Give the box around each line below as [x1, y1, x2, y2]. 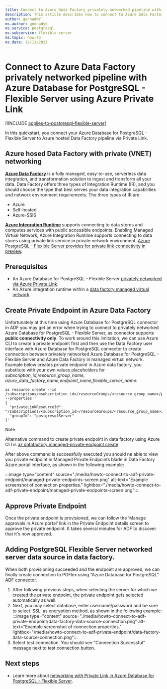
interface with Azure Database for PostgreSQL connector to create [5, 346, 142, 352]
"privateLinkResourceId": [9, 405, 64, 410]
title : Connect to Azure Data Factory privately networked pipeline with [5, 7, 162, 12]
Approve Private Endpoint [5, 502, 87, 510]
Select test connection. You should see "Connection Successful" [12, 639, 146, 646]
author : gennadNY [5, 16, 41, 21]
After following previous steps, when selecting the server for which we [12, 586, 158, 592]
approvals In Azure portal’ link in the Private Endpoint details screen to [5, 520, 149, 526]
